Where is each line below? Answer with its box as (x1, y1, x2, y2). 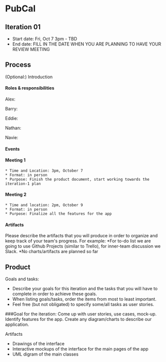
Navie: (5, 135, 18, 141)
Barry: (5, 106, 18, 112)
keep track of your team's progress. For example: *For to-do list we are (5, 238, 151, 244)
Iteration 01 (5, 23, 41, 31)
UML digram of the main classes (12, 351, 79, 357)
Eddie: (5, 115, 18, 121)
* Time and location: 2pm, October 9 (5, 203, 83, 208)
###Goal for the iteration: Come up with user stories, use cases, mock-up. (5, 311, 157, 317)
